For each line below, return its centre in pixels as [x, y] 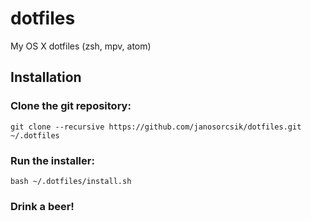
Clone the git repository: [71, 106]
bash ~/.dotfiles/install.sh [71, 181]
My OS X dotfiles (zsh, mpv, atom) [81, 46]
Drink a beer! [42, 206]
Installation [46, 77]
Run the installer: [52, 160]
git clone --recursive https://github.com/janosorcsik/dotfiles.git [156, 127]
